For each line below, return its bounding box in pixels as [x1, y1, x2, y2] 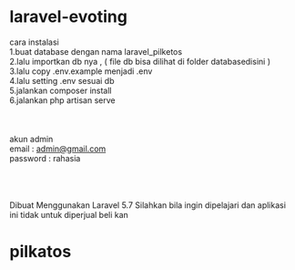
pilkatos [9, 242, 72, 262]
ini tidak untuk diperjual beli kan [9, 209, 129, 220]
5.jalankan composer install [9, 85, 112, 96]
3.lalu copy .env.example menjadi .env [9, 66, 153, 77]
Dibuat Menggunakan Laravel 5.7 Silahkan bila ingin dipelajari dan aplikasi [9, 199, 287, 211]
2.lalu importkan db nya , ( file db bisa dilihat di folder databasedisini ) [9, 56, 271, 67]
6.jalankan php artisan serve [9, 94, 116, 106]
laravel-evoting [9, 6, 127, 27]
